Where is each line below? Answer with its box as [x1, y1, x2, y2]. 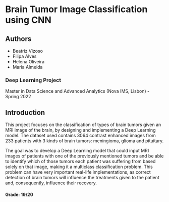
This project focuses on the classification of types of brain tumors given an [5, 122, 161, 128]
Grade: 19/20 [5, 191, 34, 197]
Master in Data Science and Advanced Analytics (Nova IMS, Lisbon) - [5, 88, 150, 94]
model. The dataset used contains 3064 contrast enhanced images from [5, 133, 156, 139]
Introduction [5, 108, 45, 117]
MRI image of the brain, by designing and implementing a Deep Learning [5, 127, 156, 133]
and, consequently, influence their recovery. [5, 180, 97, 186]
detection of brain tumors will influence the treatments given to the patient [5, 175, 160, 181]
